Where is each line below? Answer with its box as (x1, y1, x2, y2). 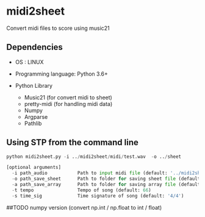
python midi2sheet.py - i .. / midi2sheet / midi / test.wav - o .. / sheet (6, 154, 182, 160)
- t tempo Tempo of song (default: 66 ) (12, 187, 151, 193)
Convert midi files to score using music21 (6, 24, 110, 32)
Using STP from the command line (6, 137, 139, 148)
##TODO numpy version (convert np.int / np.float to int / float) (6, 204, 162, 211)
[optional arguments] (6, 165, 62, 171)
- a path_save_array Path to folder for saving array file (12, 182, 176, 188)
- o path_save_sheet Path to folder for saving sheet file (12, 176, 176, 182)
